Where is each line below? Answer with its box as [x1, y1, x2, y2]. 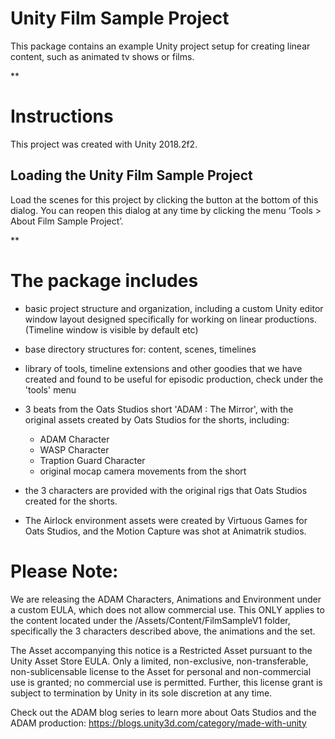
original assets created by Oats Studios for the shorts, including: [24, 413, 290, 426]
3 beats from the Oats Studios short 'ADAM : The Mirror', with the [24, 403, 294, 415]
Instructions [10, 105, 114, 128]
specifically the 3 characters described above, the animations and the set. [10, 625, 316, 637]
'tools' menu [24, 383, 77, 396]
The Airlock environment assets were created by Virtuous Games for [24, 514, 308, 526]
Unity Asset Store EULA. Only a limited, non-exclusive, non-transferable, [10, 655, 309, 667]
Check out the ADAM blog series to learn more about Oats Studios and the [10, 706, 317, 718]
